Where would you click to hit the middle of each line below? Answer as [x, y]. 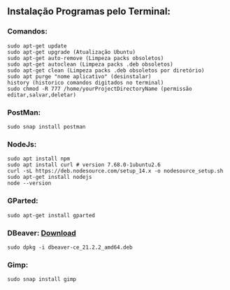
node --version [29, 183]
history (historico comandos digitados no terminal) [86, 82]
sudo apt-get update [37, 46]
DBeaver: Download [42, 233]
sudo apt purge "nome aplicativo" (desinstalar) [79, 76]
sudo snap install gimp [42, 280]
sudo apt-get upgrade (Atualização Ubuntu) [72, 52]
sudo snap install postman [46, 126]
